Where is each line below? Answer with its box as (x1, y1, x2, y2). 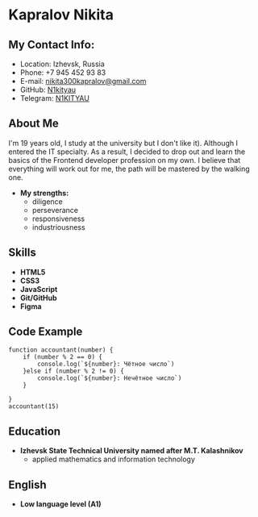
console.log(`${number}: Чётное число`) (37, 361, 175, 369)
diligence (31, 196, 63, 206)
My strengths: (19, 188, 69, 198)
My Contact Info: (8, 38, 95, 52)
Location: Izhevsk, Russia (19, 59, 105, 69)
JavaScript (19, 284, 58, 294)
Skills (8, 246, 36, 260)
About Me (8, 117, 59, 131)
